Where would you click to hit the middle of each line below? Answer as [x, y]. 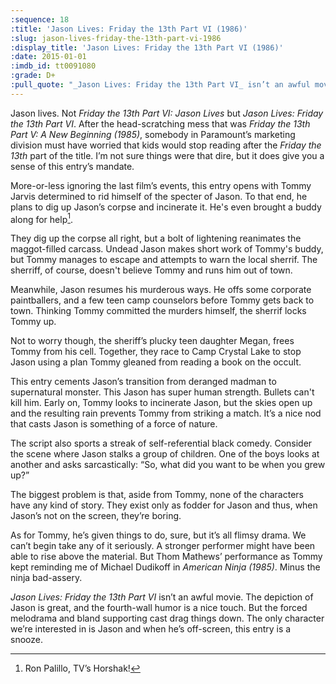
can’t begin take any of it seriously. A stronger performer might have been [163, 546]
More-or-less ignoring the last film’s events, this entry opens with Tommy [161, 185]
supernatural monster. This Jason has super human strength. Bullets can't [162, 392]
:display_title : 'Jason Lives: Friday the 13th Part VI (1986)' [147, 47]
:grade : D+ [33, 76]
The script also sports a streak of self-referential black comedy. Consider [161, 443]
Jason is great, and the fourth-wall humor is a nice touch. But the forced [159, 608]
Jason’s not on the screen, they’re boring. [96, 516]
